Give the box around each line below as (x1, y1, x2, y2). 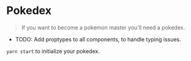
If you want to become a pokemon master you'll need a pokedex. (21, 24, 185, 31)
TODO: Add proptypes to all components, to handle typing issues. (15, 35, 182, 43)
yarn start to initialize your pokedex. (6, 47, 100, 55)
